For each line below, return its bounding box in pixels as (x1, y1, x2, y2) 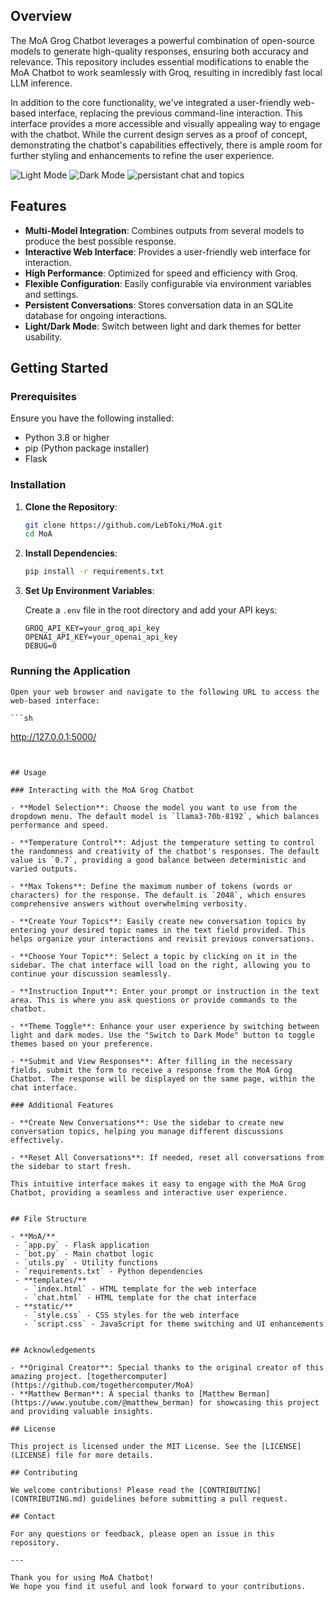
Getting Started (10, 360, 109, 377)
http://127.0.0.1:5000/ (10, 730, 97, 743)
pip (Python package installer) (24, 442, 150, 454)
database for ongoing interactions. (24, 309, 168, 321)
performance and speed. (10, 820, 110, 830)
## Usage (10, 767, 47, 778)
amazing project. (10, 1371, 83, 1381)
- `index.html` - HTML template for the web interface (23, 1284, 257, 1294)
